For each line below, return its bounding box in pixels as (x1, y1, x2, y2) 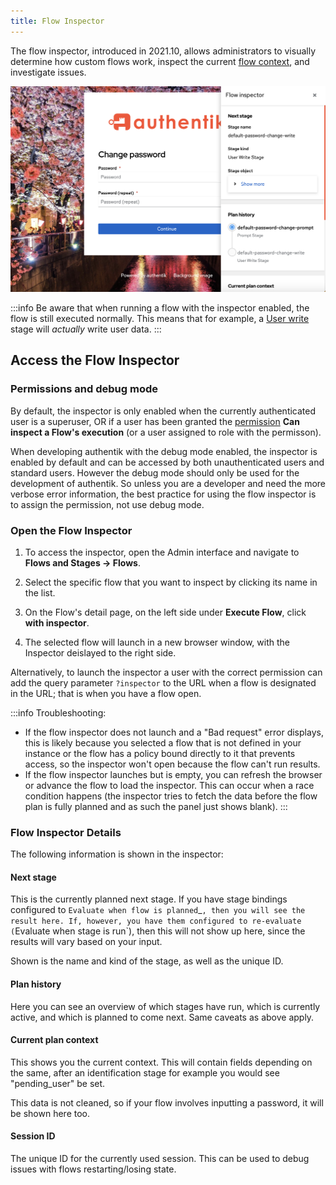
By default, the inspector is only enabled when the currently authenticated (10, 405, 317, 417)
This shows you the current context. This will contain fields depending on (10, 1056, 313, 1068)
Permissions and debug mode (10, 382, 159, 396)
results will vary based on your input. (10, 936, 163, 948)
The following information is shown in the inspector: (10, 848, 224, 860)
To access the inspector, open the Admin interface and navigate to (24, 546, 300, 558)
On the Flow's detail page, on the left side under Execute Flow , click (24, 606, 307, 618)
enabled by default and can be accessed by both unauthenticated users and (10, 456, 325, 468)
